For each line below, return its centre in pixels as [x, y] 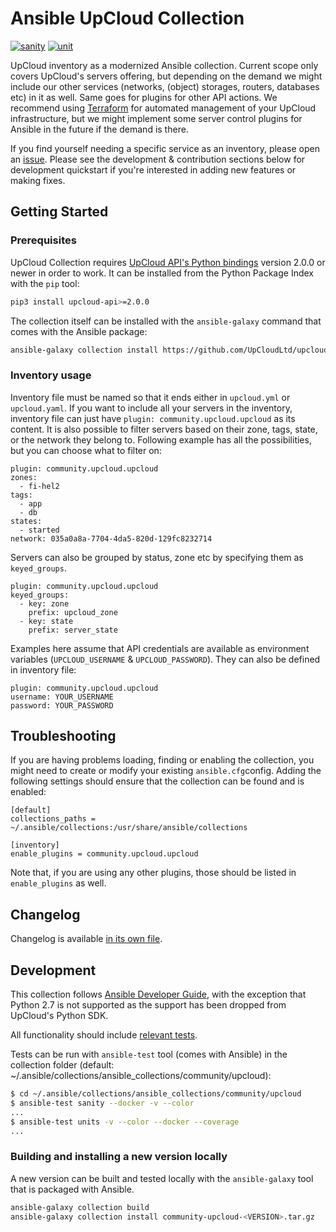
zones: [24, 477]
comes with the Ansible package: [79, 331]
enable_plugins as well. [58, 883]
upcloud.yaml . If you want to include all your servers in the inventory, [151, 408]
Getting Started [59, 212]
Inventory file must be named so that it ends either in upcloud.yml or [150, 397]
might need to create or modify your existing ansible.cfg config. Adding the [166, 771]
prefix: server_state [73, 630]
